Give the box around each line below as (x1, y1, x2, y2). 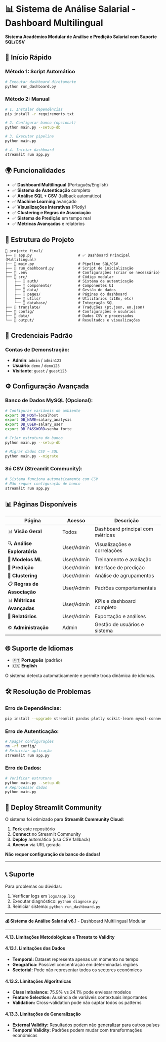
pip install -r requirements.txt (5, 111, 74, 116)
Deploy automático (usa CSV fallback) (12, 836, 90, 843)
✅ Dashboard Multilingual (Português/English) (12, 182, 108, 188)
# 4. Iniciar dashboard (5, 147, 54, 152)
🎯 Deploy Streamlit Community (5, 803, 102, 812)
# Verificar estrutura (5, 775, 52, 781)
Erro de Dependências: (5, 705, 62, 712)
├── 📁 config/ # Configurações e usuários (5, 309, 136, 314)
